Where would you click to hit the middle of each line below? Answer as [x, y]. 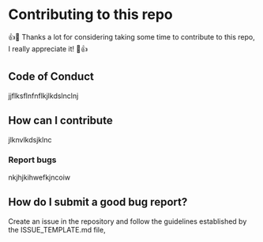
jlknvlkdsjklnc [30, 139]
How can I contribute [60, 121]
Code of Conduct [51, 77]
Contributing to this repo [91, 15]
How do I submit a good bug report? [98, 202]
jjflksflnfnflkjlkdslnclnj [43, 96]
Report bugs [32, 160]
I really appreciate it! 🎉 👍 [48, 48]
